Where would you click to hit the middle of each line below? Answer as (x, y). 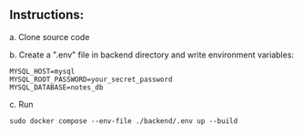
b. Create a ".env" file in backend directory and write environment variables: (151, 55)
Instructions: (47, 15)
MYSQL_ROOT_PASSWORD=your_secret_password (91, 79)
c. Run (21, 104)
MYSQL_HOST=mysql (42, 71)
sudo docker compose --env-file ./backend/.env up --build (124, 121)
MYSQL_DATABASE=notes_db (56, 87)
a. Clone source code (50, 36)
